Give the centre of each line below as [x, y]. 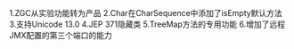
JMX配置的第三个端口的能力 [61, 35]
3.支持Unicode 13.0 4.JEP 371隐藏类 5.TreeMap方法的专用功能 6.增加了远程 [147, 24]
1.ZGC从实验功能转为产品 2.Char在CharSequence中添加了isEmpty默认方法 [146, 13]
